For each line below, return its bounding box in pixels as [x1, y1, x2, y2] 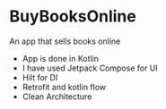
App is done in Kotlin [22, 53, 100, 63]
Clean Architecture [22, 91, 92, 102]
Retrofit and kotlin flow [22, 81, 107, 92]
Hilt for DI [22, 71, 58, 82]
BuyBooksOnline [9, 6, 136, 27]
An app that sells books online [9, 36, 121, 46]
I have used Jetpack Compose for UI [22, 63, 159, 73]
